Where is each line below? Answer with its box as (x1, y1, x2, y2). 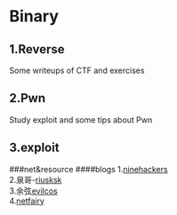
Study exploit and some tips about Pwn (9, 114, 153, 125)
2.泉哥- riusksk (9, 174, 62, 185)
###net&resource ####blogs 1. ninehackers (9, 163, 168, 174)
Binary (9, 6, 60, 27)
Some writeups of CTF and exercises (9, 65, 145, 76)
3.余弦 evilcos (9, 185, 58, 196)
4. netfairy (9, 195, 44, 206)
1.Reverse (9, 42, 65, 57)
